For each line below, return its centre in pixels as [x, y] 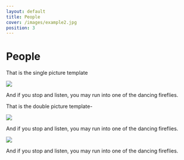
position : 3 [20, 28]
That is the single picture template [47, 73]
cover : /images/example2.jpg [41, 22]
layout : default [26, 11]
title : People [23, 17]
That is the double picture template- [49, 106]
